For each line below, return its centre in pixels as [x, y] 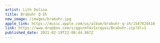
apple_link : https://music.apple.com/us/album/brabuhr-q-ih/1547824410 [80, 23]
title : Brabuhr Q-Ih [26, 14]
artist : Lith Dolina [26, 10]
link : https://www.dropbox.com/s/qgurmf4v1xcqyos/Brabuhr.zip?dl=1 [76, 28]
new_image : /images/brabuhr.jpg [38, 19]
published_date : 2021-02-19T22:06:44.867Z [49, 33]
